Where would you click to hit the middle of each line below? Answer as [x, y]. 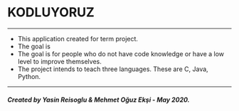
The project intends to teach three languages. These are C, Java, [113, 69]
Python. [29, 76]
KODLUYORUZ [51, 12]
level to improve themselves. [59, 61]
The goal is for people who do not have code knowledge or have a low [121, 53]
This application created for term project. [78, 38]
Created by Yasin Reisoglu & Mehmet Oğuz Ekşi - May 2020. [99, 100]
